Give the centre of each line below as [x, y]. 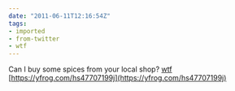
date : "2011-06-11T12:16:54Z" [60, 16]
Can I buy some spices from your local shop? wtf [90, 69]
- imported [27, 31]
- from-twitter [34, 39]
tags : [17, 24]
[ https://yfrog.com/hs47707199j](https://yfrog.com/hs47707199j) [117, 78]
